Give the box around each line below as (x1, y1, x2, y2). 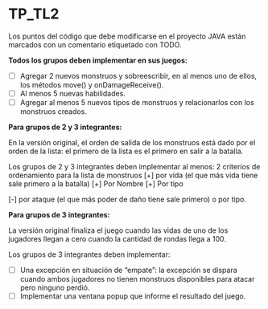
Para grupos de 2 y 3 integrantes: (8, 122, 122, 132)
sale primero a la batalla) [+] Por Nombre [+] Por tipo (8, 179, 183, 189)
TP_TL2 (8, 5, 60, 23)
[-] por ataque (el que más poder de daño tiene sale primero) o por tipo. (8, 194, 247, 205)
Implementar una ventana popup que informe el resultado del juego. (19, 291, 246, 301)
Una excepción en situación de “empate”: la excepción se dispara (19, 266, 237, 275)
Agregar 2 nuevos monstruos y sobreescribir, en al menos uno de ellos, (19, 71, 258, 80)
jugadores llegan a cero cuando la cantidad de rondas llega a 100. (8, 234, 227, 244)
